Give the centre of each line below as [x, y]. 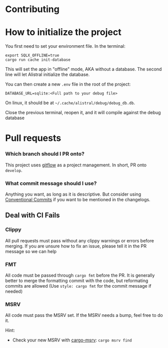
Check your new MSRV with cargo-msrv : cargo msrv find [72, 340]
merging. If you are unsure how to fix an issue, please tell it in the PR [76, 246]
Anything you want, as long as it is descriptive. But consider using [73, 194]
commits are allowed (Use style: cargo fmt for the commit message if [78, 286]
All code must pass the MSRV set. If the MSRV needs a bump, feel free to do [84, 315]
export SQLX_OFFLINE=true [32, 56]
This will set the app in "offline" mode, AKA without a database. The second [83, 69]
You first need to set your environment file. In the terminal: [65, 46]
